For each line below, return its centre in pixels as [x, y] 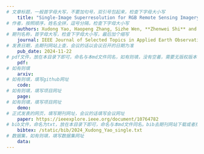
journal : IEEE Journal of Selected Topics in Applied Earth [95, 40]
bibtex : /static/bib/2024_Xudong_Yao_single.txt [80, 130]
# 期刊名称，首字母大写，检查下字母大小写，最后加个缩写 [68, 35]
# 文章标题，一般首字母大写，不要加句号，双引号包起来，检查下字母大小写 [86, 12]
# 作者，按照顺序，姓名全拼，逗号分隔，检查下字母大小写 [68, 23]
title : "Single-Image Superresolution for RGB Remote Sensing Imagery [108, 18]
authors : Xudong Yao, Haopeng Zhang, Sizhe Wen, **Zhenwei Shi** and [107, 29]
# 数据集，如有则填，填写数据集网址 [45, 136]
